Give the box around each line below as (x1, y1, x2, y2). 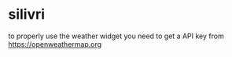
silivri (8, 5, 46, 23)
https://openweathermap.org (8, 39, 102, 48)
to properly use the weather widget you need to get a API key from (8, 31, 224, 41)
